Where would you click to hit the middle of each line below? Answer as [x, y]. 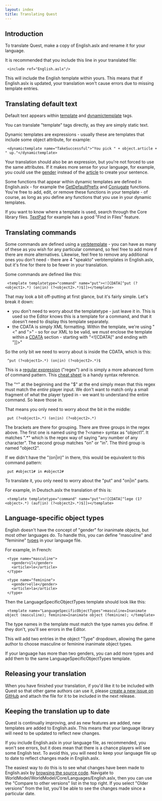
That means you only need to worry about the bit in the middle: [68, 409]
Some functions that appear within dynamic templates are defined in [73, 182]
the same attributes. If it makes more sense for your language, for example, [80, 167]
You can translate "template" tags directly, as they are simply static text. [77, 125]
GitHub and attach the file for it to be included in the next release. [70, 696]
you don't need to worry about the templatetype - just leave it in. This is [83, 311]
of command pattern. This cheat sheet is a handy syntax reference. [72, 375]
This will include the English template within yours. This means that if [74, 78]
